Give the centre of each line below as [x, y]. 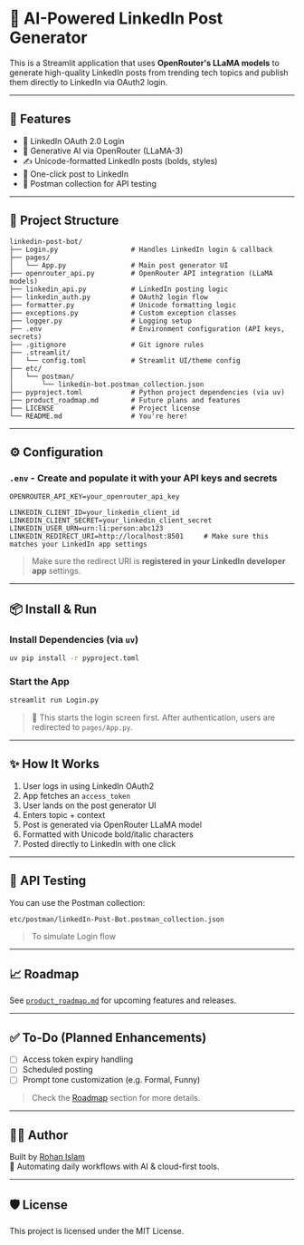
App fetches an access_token [76, 795]
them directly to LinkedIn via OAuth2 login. [89, 82]
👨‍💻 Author [39, 1135]
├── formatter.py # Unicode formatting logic [123, 305]
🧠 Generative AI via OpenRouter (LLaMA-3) [103, 151]
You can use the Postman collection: [77, 902]
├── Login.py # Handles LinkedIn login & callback [141, 249]
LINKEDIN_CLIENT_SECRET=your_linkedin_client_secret [111, 520]
